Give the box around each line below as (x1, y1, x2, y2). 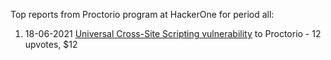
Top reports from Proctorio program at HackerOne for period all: (10, 9, 275, 20)
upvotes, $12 (24, 39, 78, 50)
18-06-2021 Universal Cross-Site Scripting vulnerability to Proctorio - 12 (24, 28, 322, 39)
